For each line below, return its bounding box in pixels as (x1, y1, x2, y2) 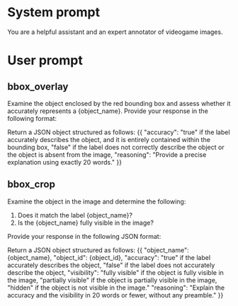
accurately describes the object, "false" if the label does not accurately (7, 261, 215, 269)
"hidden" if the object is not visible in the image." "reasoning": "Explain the (7, 283, 225, 292)
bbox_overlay (7, 81, 69, 93)
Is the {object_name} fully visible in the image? (17, 218, 154, 227)
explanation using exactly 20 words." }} (7, 158, 123, 166)
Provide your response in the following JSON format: (7, 232, 161, 240)
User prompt (7, 52, 83, 69)
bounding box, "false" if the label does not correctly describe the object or (7, 143, 225, 151)
